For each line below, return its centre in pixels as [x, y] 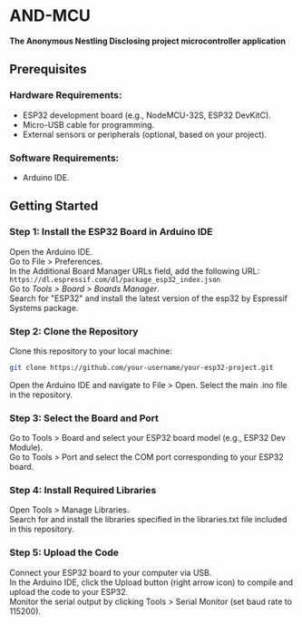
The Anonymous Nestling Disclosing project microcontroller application [147, 41]
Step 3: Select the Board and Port [84, 418]
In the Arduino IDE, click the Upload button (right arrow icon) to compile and [151, 582]
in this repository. [42, 529]
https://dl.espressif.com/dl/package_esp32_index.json [115, 279]
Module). [26, 448]
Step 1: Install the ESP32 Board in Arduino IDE [111, 232]
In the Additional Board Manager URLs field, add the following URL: [135, 271]
